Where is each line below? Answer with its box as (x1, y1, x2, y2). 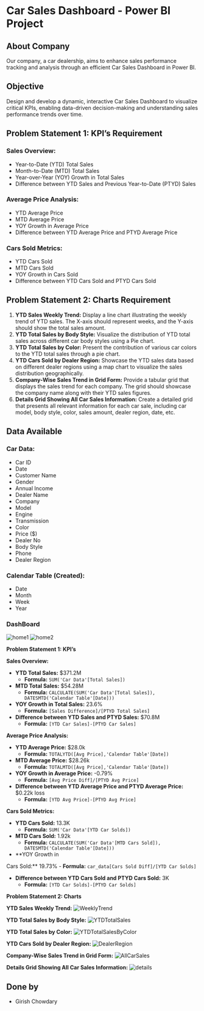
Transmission (15, 517, 49, 524)
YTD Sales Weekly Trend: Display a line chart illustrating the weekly (15, 311, 187, 318)
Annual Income (15, 484, 54, 492)
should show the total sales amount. (15, 324, 106, 331)
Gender (15, 478, 35, 485)
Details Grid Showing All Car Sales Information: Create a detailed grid (15, 395, 193, 403)
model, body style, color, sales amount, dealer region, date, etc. (15, 408, 175, 416)
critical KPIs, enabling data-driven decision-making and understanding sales (6, 104, 199, 111)
